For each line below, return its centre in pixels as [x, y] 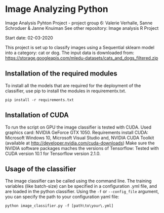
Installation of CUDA [37, 115]
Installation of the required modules [61, 74]
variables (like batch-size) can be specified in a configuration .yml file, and [81, 186]
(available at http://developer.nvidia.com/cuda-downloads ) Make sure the [80, 143]
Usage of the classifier [41, 169]
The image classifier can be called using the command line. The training [78, 181]
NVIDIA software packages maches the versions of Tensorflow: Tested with [82, 148]
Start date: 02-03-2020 [29, 38]
